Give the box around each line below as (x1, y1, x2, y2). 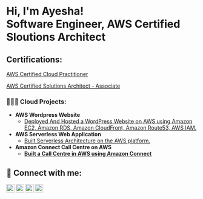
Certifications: (6, 54, 62, 65)
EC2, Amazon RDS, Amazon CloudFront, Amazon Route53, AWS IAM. (24, 124, 197, 131)
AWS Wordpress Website (15, 111, 81, 119)
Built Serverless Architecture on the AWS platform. (24, 137, 150, 144)
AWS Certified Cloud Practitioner (6, 71, 88, 77)
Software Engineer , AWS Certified (6, 17, 181, 31)
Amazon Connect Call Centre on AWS (15, 144, 112, 151)
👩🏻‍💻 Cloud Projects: (6, 97, 67, 106)
